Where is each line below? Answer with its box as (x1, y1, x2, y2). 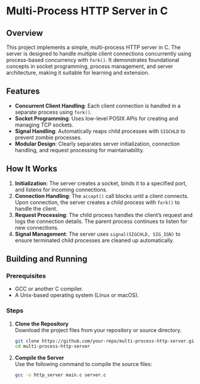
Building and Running (6, 254, 88, 264)
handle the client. (14, 205, 58, 212)
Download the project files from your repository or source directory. (14, 326, 182, 333)
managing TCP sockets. (14, 121, 73, 128)
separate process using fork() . (14, 109, 93, 116)
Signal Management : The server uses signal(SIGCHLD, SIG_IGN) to (14, 230, 181, 237)
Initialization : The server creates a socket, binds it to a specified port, (14, 179, 187, 187)
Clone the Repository (14, 320, 69, 327)
